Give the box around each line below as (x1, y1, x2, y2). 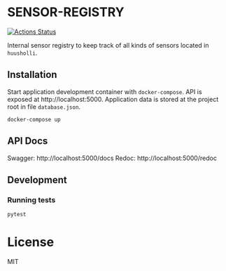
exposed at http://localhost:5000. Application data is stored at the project (7, 95, 219, 103)
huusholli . (7, 48, 38, 57)
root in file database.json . (7, 103, 81, 111)
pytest (7, 211, 27, 218)
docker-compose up (7, 116, 61, 123)
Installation (7, 69, 57, 81)
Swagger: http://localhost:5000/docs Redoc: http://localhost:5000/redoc (7, 154, 217, 162)
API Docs (7, 135, 48, 147)
